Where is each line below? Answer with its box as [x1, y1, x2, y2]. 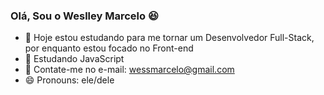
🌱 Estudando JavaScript [24, 53, 125, 65]
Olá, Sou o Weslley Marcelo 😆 [10, 9, 159, 23]
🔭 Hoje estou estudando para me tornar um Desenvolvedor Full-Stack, [24, 32, 315, 44]
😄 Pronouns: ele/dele [24, 74, 115, 86]
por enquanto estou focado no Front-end [24, 42, 194, 54]
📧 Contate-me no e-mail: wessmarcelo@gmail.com [24, 64, 235, 76]
